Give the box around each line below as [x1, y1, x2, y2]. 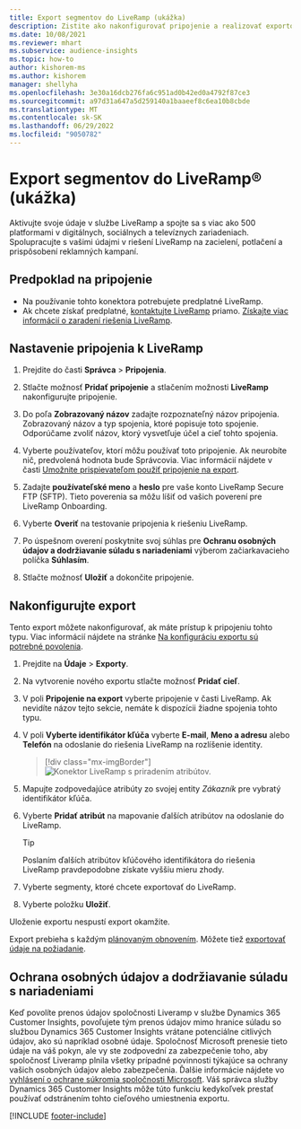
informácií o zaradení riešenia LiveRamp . [21, 315, 173, 326]
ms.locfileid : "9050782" [9, 130, 102, 139]
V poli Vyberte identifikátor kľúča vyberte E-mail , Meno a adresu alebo [21, 730, 290, 740]
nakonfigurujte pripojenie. [21, 391, 118, 402]
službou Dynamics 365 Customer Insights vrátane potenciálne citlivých [9, 1027, 271, 1037]
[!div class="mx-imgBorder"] [44, 757, 151, 767]
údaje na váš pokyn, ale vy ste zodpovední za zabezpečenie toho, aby [9, 1046, 269, 1056]
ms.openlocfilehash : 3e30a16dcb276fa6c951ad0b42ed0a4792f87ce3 [9, 88, 251, 97]
